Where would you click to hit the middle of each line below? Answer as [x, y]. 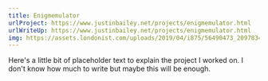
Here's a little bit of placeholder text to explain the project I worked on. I [126, 60]
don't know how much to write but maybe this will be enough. [110, 69]
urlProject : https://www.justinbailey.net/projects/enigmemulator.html [130, 23]
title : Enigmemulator [44, 15]
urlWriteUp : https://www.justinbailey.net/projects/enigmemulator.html [130, 30]
